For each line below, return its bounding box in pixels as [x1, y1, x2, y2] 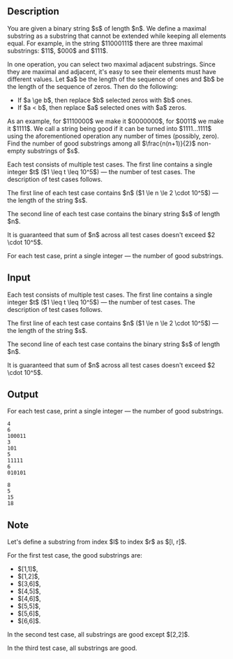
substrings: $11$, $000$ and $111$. [7, 46, 108, 55]
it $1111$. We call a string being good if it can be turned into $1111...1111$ [7, 124, 212, 132]
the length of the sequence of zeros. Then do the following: [7, 82, 178, 90]
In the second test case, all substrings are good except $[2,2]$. [7, 630, 190, 639]
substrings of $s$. [27, 146, 80, 155]
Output [7, 388, 38, 401]
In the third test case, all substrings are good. [7, 644, 137, 653]
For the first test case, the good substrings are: [7, 551, 143, 560]
